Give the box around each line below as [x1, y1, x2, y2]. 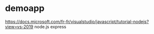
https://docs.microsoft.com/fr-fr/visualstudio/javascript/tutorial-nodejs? [5, 19, 149, 24]
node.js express [34, 23, 67, 29]
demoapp [5, 3, 45, 14]
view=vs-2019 [5, 23, 34, 29]
